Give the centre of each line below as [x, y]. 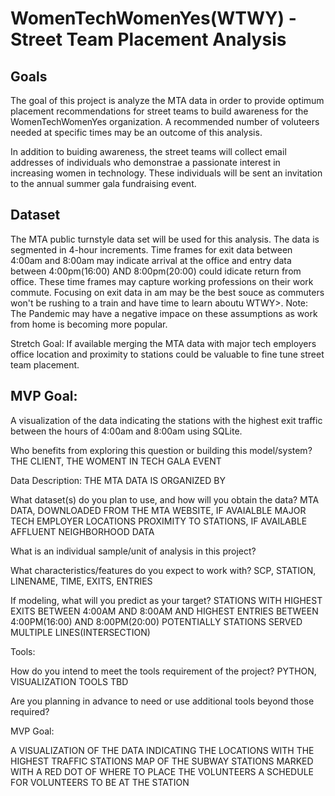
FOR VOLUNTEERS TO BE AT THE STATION [100, 782]
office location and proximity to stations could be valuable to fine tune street [167, 354]
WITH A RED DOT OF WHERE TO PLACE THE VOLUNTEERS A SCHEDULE [162, 771]
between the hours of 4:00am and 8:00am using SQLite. [126, 431]
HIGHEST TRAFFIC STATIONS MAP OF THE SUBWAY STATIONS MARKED [162, 761]
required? [30, 711]
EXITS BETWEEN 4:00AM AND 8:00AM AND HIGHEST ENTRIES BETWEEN [164, 611]
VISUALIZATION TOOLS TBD [69, 681]
